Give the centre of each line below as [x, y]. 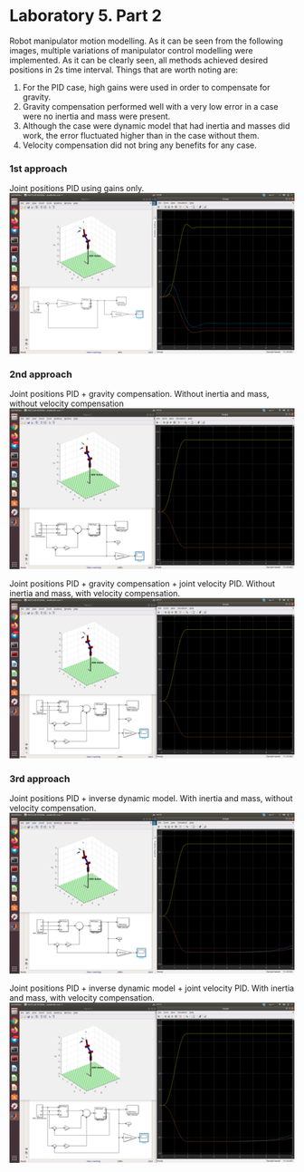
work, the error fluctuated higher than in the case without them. [141, 135]
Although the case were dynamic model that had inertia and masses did [156, 126]
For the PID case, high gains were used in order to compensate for [146, 87]
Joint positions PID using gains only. [77, 189]
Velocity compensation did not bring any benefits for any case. [139, 145]
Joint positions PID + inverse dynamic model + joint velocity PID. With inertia [152, 988]
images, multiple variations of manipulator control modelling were [131, 50]
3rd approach [40, 779]
